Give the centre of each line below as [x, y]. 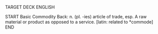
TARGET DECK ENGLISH [30, 7]
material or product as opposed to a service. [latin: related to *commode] [79, 22]
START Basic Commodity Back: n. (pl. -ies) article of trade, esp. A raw [76, 17]
